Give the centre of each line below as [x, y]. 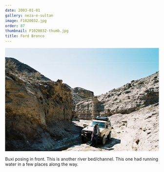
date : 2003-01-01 [23, 10]
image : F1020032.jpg [26, 21]
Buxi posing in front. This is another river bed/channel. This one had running [82, 159]
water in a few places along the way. [42, 164]
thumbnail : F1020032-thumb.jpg [37, 31]
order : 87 [15, 26]
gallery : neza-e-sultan [29, 15]
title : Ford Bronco [25, 36]
